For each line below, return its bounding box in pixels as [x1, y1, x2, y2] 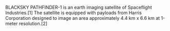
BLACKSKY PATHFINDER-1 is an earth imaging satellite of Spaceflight [5, 5, 153, 10]
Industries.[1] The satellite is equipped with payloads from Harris [5, 10, 142, 16]
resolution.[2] [18, 20, 48, 26]
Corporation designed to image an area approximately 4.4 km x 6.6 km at [5, 15, 160, 21]
